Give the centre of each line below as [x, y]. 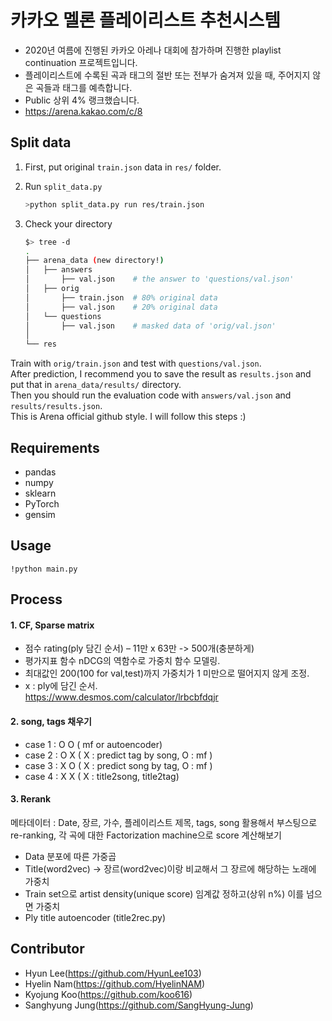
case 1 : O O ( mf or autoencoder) [93, 744]
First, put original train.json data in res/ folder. [123, 167]
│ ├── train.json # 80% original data [121, 297]
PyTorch [42, 503]
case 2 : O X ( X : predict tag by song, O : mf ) [118, 755]
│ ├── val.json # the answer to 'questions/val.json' [159, 279]
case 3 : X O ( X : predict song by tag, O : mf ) [118, 765]
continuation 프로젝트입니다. [81, 62]
